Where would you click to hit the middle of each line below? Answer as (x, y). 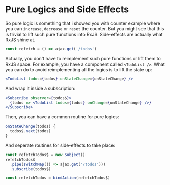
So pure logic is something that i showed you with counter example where (83, 23)
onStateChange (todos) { (31, 126)
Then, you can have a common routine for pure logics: (62, 117)
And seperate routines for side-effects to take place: (60, 145)
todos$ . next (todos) (31, 131)
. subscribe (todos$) (31, 169)
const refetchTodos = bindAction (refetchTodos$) (58, 178)
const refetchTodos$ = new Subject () (45, 155)
